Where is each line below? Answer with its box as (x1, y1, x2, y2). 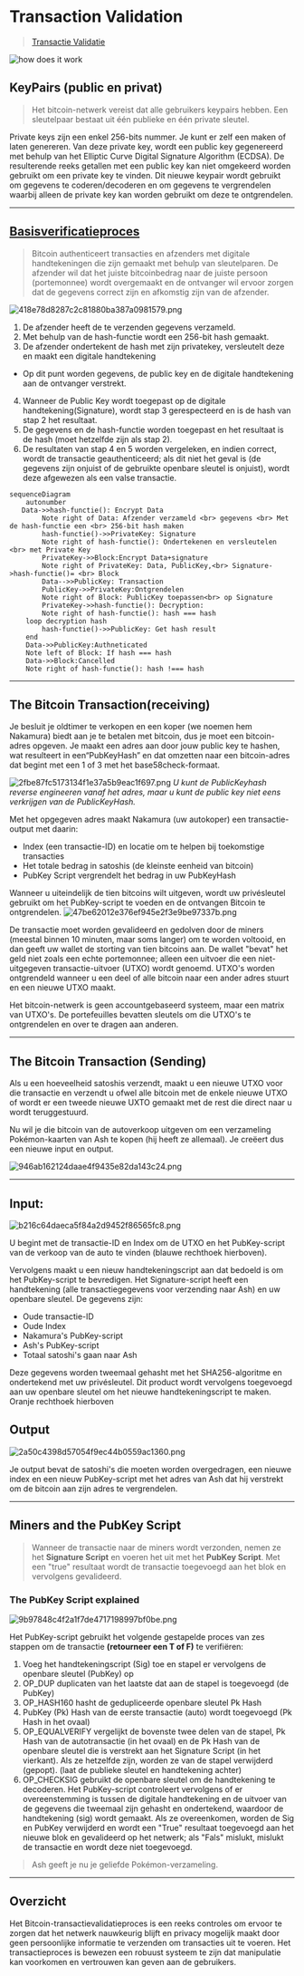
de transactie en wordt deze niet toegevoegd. (22, 1841, 193, 1852)
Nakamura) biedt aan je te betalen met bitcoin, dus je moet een (9, 731, 244, 742)
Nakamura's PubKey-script (22, 1330, 124, 1341)
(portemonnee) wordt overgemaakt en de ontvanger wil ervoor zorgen (31, 276, 294, 287)
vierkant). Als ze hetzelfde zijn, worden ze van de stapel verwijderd (22, 1755, 273, 1766)
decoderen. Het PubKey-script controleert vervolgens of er (22, 1783, 243, 1795)
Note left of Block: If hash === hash (25, 648, 172, 658)
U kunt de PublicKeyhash (173, 777, 267, 788)
